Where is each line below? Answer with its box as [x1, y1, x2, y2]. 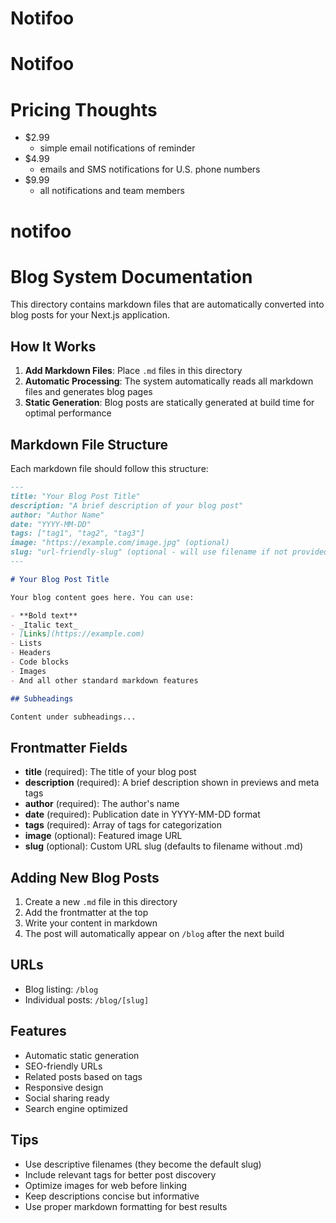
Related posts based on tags [24, 1070, 143, 1082]
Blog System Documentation [10, 265, 253, 288]
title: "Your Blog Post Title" [10, 491, 141, 501]
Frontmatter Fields [10, 739, 128, 756]
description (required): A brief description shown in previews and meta [24, 777, 320, 789]
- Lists [10, 638, 43, 649]
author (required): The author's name [24, 798, 180, 810]
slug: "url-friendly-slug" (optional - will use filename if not [10, 547, 288, 557]
